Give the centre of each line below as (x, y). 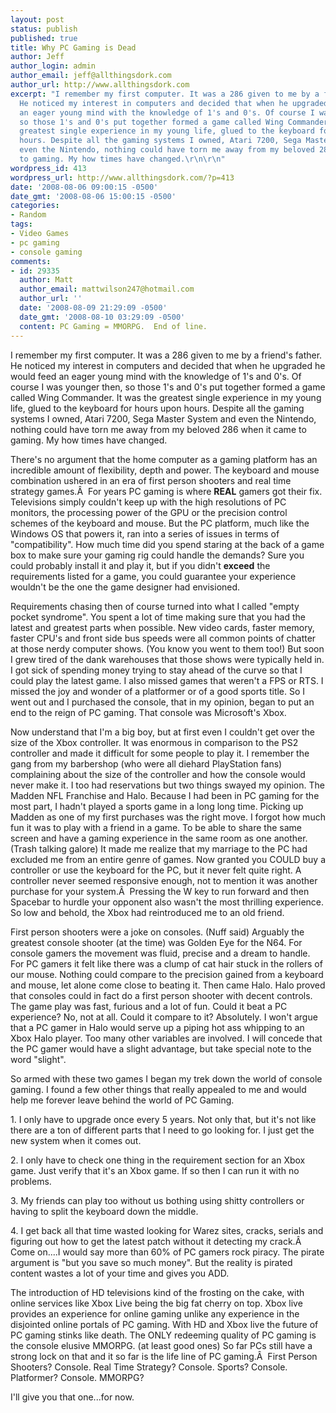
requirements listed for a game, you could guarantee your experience (153, 576)
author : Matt (46, 280)
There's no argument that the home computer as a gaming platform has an (164, 459)
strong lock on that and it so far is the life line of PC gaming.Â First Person (164, 1356)
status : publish (44, 29)
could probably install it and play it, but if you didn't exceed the (140, 565)
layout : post (37, 19)
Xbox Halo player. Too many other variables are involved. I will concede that (166, 1038)
